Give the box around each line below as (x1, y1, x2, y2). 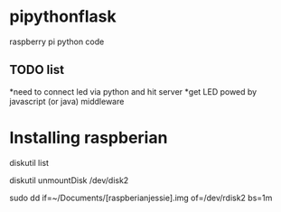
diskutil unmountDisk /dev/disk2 (9, 174, 129, 186)
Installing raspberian (9, 127, 168, 148)
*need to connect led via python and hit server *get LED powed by (9, 86, 258, 97)
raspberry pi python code (9, 36, 105, 47)
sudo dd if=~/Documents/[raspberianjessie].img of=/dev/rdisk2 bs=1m (9, 192, 273, 203)
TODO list (9, 62, 65, 78)
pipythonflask (9, 6, 117, 27)
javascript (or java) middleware (9, 96, 125, 106)
